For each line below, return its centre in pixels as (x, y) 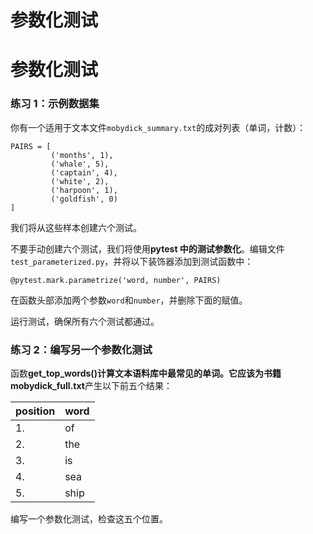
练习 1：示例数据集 (55, 104)
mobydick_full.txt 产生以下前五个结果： (91, 385)
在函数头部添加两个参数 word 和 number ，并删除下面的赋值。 (129, 300)
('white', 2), (80, 181)
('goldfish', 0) (84, 199)
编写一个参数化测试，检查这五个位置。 (89, 518)
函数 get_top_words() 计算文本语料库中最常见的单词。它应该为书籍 (146, 373)
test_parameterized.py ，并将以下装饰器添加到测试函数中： (132, 261)
